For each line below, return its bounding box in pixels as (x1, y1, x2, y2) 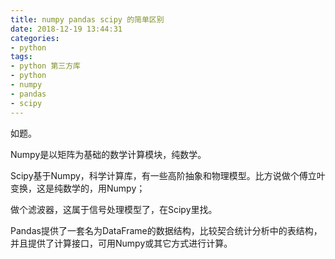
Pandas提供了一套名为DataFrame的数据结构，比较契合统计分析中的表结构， (10, 224, 323, 236)
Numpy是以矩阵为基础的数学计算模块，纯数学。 (10, 148, 207, 160)
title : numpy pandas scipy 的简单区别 (10, 14, 165, 25)
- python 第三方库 (10, 61, 82, 71)
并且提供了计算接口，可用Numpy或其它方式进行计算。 (10, 237, 233, 249)
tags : (10, 52, 33, 62)
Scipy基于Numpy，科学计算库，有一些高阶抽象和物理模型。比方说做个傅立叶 (10, 169, 326, 181)
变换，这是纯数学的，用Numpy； (10, 182, 146, 194)
